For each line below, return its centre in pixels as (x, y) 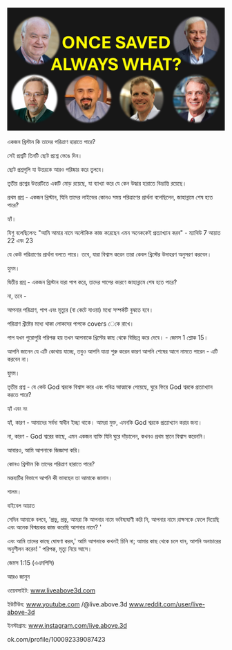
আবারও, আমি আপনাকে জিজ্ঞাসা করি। (44, 450)
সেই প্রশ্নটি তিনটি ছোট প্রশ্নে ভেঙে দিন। (45, 155)
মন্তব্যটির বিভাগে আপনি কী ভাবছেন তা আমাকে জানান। (60, 477)
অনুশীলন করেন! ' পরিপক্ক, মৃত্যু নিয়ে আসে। (49, 549)
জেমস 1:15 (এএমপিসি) (31, 563)
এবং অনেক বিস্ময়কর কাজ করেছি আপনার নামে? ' (55, 527)
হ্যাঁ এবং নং (17, 408)
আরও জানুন (18, 577)
